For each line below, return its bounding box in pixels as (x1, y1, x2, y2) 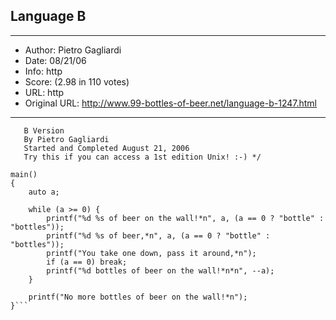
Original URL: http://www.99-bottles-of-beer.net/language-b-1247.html (24, 97, 318, 109)
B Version (23, 125, 65, 136)
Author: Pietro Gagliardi (24, 44, 122, 56)
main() (10, 169, 38, 179)
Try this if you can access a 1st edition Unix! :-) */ (23, 152, 262, 162)
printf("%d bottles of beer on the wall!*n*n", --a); (46, 265, 275, 276)
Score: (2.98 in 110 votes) (24, 75, 130, 88)
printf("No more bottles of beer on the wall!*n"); (28, 292, 248, 302)
